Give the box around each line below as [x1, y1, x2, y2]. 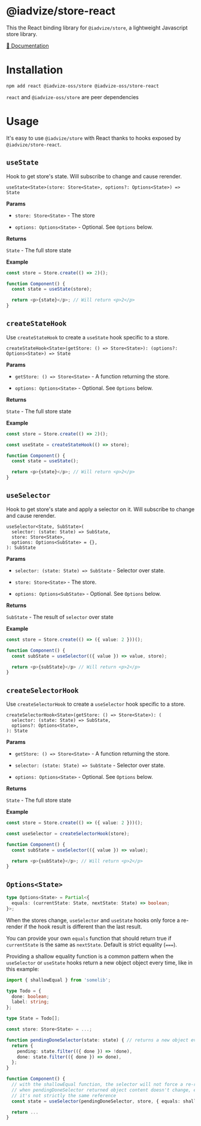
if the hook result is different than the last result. [23, 923, 142, 930]
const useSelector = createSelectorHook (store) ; [6, 831, 130, 837]
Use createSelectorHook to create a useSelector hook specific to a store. [6, 701, 185, 708]
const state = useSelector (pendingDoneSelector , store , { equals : [11, 1098, 181, 1104]
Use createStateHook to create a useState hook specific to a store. [6, 333, 169, 341]
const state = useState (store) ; [11, 286, 93, 292]
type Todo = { [6, 988, 42, 994]
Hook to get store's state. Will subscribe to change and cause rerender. [6, 172, 182, 180]
